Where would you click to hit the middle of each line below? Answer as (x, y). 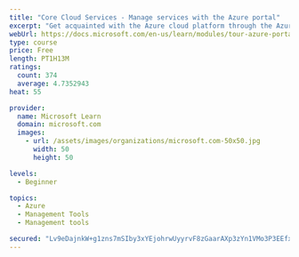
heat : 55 (25, 92)
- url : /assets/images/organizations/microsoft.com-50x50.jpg (143, 141)
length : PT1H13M (39, 59)
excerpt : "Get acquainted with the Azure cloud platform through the (141, 26)
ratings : (25, 68)
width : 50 (51, 149)
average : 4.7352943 (53, 84)
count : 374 (37, 76)
